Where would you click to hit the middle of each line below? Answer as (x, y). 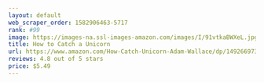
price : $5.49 (29, 66)
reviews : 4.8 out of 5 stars (56, 59)
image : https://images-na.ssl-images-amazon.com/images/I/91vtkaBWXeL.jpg (133, 37)
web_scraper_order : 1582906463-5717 (68, 23)
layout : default (35, 15)
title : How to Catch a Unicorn (59, 45)
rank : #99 (24, 30)
